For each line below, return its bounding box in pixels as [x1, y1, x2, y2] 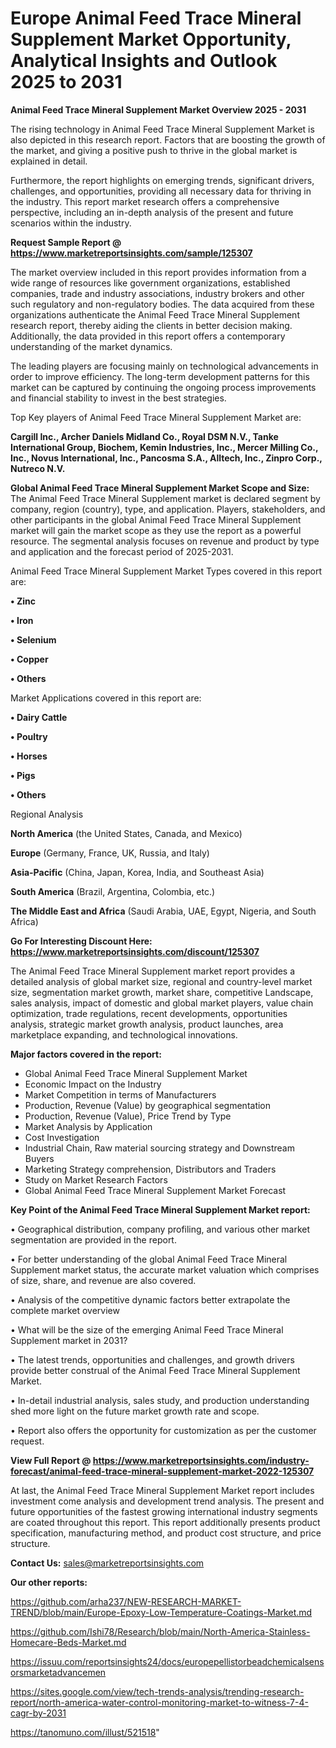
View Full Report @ [10, 1454, 92, 1466]
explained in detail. [10, 155, 88, 167]
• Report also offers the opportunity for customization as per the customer [10, 1424, 317, 1436]
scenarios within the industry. [10, 217, 132, 229]
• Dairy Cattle [10, 711, 68, 723]
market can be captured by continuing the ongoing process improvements [10, 381, 317, 393]
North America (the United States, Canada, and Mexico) [10, 827, 243, 839]
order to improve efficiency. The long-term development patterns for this [10, 370, 310, 382]
